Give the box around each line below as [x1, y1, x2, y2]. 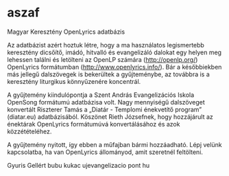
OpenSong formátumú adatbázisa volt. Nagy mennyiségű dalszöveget [7, 98, 206, 106]
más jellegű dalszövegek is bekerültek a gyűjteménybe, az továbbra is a [7, 70, 210, 78]
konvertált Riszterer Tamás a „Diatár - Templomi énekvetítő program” [7, 105, 202, 113]
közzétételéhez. [7, 127, 52, 135]
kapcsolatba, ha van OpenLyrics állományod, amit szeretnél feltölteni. [7, 148, 204, 156]
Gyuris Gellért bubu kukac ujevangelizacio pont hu [7, 161, 150, 169]
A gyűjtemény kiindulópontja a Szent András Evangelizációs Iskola [7, 91, 195, 99]
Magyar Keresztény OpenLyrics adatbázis [7, 27, 125, 36]
